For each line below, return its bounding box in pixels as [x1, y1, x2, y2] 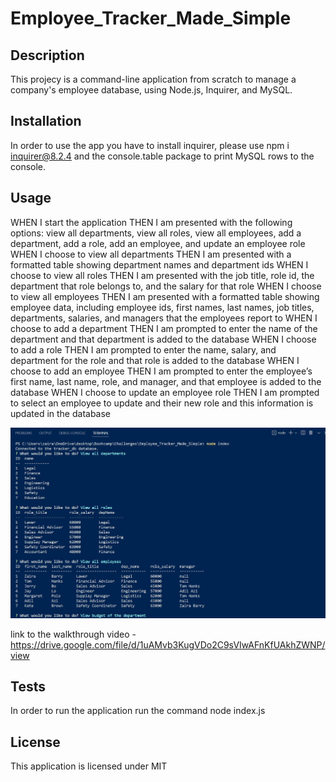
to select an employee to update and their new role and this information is [10, 397, 314, 409]
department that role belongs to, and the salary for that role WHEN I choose [10, 280, 322, 292]
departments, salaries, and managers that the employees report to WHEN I [10, 312, 318, 324]
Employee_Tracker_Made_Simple [10, 7, 292, 30]
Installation [10, 113, 82, 130]
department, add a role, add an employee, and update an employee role [10, 237, 306, 249]
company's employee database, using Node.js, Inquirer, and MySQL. [10, 84, 293, 96]
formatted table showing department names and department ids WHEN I [10, 258, 309, 271]
